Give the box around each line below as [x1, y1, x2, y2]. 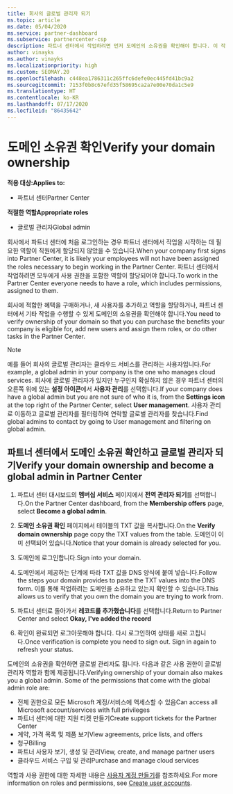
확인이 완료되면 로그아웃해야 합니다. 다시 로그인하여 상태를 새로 [17, 628, 189, 637]
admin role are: [7, 683, 51, 692]
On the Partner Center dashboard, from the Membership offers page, [24, 499, 224, 507]
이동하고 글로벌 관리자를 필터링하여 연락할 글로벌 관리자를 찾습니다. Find [14, 409, 209, 418]
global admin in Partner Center [7, 471, 143, 483]
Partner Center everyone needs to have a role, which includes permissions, [7, 279, 223, 287]
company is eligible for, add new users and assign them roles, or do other [7, 324, 217, 333]
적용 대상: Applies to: [7, 178, 65, 186]
